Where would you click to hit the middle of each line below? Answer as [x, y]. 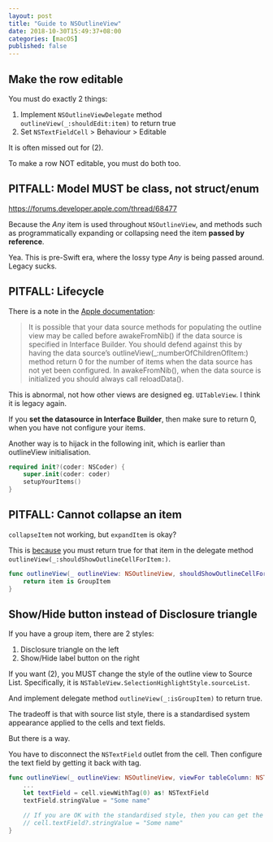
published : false [38, 46]
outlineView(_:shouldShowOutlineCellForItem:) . [90, 559]
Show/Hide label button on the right [80, 658]
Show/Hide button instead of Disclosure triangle [133, 614]
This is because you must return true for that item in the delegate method [131, 550]
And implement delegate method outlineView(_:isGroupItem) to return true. [135, 698]
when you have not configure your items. [77, 427]
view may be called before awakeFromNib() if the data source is [135, 335]
